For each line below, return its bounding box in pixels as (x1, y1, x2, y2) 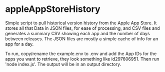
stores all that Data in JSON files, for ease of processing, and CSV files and (5, 25, 160, 31)
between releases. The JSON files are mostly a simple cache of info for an (5, 36, 158, 42)
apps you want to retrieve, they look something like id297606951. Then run (5, 56, 159, 62)
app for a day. (5, 41, 34, 47)
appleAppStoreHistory (5, 3, 101, 15)
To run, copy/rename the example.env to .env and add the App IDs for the (5, 51, 157, 57)
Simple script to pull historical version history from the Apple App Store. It (5, 20, 157, 26)
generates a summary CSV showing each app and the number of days (5, 30, 150, 36)
